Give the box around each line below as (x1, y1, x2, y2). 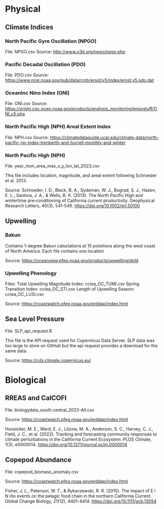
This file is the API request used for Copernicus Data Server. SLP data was (5, 337, 155, 343)
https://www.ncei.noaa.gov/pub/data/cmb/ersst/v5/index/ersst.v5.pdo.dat (5, 77, 154, 83)
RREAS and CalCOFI (5, 394, 67, 402)
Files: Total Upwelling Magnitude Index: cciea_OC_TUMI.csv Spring (5, 281, 140, 287)
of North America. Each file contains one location (5, 248, 104, 254)
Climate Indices (5, 23, 54, 31)
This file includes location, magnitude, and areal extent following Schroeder (5, 172, 157, 178)
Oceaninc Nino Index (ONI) (5, 90, 70, 97)
